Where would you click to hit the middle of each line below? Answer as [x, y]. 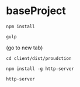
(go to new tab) [25, 48]
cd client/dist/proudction [39, 58]
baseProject [36, 11]
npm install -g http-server [40, 69]
